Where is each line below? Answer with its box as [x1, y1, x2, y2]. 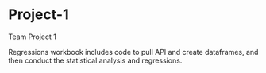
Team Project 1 [8, 32, 57, 41]
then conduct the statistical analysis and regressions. [8, 56, 183, 65]
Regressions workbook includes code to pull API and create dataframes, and [8, 47, 259, 56]
